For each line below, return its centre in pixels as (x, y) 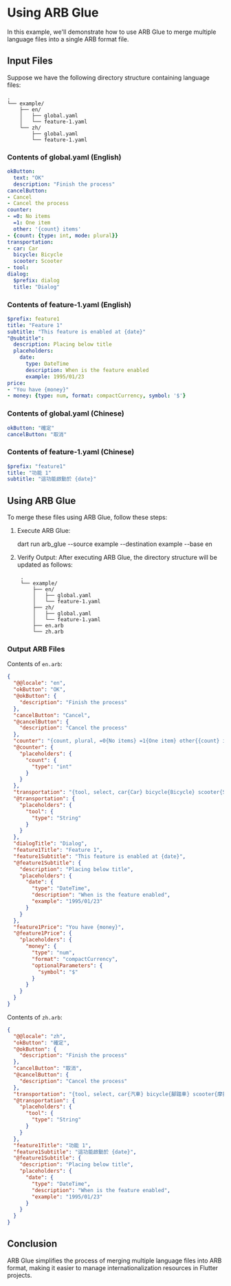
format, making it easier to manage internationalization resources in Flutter (113, 1267)
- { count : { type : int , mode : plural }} (63, 235)
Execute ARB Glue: (44, 531)
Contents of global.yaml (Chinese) (66, 413)
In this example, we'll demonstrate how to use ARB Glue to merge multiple (112, 32)
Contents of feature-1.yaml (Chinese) (71, 452)
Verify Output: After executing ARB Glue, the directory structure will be (117, 558)
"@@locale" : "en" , (40, 683)
